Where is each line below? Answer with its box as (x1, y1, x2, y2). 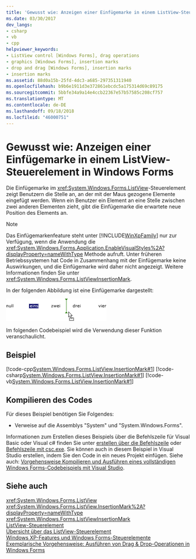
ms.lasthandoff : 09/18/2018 (6, 108, 75, 114)
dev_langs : (6, 22, 33, 28)
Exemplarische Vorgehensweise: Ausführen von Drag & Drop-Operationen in (6, 540, 190, 547)
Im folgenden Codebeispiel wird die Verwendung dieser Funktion (6, 327, 162, 334)
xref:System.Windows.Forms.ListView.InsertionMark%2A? (6, 503, 146, 510)
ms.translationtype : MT (6, 96, 64, 102)
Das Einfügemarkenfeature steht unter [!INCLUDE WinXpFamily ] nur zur (6, 232, 177, 239)
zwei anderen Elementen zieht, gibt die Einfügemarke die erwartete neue (6, 203, 181, 210)
